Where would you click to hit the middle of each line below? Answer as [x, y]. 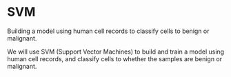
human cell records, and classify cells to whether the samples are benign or [115, 58]
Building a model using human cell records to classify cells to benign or [108, 31]
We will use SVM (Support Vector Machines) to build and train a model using [116, 52]
